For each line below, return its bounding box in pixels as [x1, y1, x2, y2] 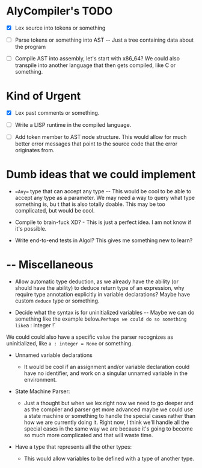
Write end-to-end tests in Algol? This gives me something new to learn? [14, 237, 193, 244]
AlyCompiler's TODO [6, 4, 113, 18]
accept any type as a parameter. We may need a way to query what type [14, 194, 195, 202]
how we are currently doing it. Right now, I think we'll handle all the [23, 418, 189, 426]
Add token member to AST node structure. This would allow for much [14, 133, 188, 141]
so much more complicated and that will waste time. [23, 432, 153, 439]
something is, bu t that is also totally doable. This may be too [14, 200, 165, 208]
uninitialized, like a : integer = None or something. [6, 340, 133, 347]
